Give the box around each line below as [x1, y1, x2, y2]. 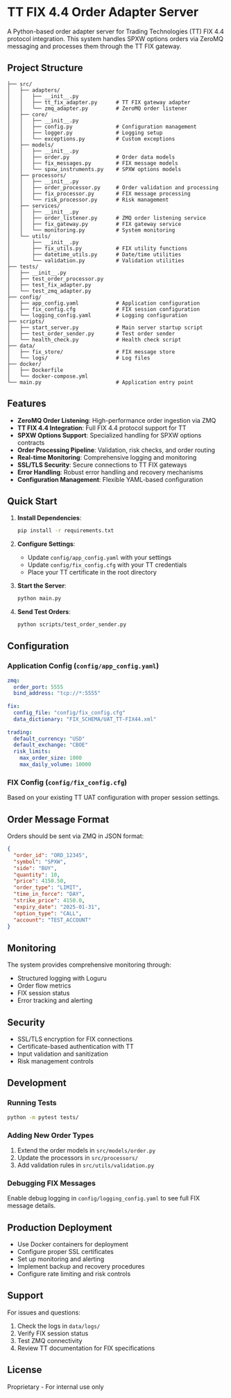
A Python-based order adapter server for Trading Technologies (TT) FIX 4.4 [7, 27, 224, 35]
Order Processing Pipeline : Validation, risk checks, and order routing [17, 446, 216, 454]
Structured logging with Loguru [17, 974, 107, 983]
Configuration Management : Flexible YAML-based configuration [17, 475, 203, 483]
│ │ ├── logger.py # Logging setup [7, 129, 163, 136]
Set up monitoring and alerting [17, 1255, 105, 1263]
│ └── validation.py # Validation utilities [7, 257, 185, 264]
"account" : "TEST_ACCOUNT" [13, 916, 92, 924]
